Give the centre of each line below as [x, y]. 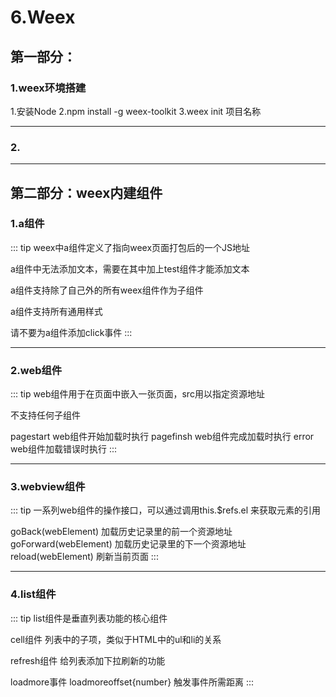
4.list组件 [33, 594]
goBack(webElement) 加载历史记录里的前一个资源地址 [121, 532]
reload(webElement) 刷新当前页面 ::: [84, 557]
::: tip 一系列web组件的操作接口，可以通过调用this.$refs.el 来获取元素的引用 [166, 510]
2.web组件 [36, 370]
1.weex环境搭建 [48, 88]
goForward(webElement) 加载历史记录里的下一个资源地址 [128, 544]
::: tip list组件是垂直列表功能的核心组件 [89, 618]
